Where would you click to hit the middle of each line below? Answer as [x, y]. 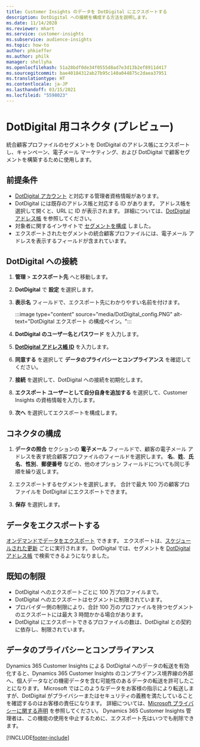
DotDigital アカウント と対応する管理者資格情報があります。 [88, 196]
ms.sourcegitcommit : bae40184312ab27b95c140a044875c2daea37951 [87, 73]
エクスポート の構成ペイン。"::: [94, 322]
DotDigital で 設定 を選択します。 [56, 290]
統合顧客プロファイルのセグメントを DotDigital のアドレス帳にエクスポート [98, 144]
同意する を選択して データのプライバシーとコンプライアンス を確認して [103, 359]
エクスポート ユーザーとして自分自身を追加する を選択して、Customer [101, 392]
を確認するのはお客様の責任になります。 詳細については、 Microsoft [89, 703]
